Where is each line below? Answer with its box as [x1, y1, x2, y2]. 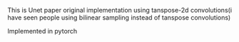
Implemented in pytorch [7, 27, 78, 35]
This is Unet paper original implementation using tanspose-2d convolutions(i [7, 6, 233, 14]
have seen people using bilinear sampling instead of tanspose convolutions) [7, 13, 231, 22]
